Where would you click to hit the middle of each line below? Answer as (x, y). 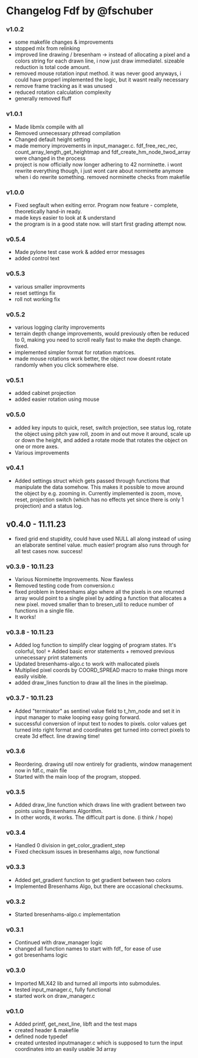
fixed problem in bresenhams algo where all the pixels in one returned (99, 592)
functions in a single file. (44, 610)
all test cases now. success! (49, 551)
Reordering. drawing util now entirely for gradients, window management (103, 764)
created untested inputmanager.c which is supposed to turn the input (98, 1043)
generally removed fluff (43, 99)
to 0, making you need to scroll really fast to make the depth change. (98, 339)
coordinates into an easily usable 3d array (65, 1049)
